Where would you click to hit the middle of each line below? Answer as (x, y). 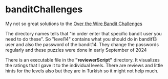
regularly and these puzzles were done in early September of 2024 (76, 50)
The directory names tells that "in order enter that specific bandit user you (84, 33)
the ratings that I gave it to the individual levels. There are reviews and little (84, 65)
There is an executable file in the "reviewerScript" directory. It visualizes (82, 60)
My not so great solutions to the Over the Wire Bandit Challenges (74, 24)
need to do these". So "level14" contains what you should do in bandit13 (81, 39)
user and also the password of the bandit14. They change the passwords (82, 44)
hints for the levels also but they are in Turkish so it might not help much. (82, 71)
